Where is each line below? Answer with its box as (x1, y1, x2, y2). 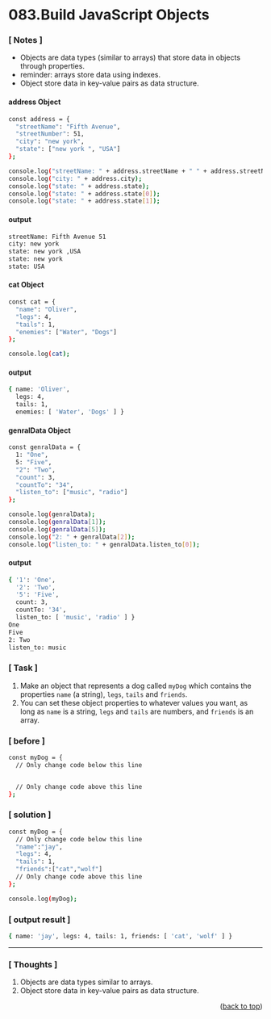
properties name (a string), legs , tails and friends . (19, 689, 188, 699)
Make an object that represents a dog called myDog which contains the (19, 681, 252, 690)
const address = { (8, 115, 70, 123)
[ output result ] (8, 914, 71, 925)
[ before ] (8, 735, 46, 746)
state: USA (8, 262, 45, 271)
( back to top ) (219, 1001, 263, 1011)
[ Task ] (8, 662, 38, 673)
